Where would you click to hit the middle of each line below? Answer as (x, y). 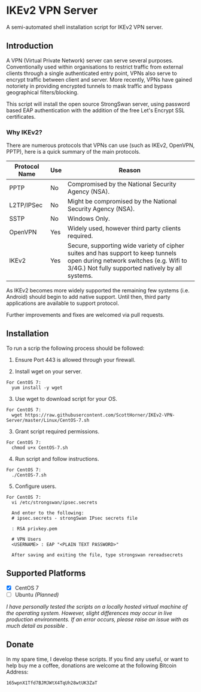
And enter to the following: (48, 513)
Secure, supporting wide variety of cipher (126, 245)
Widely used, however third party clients (124, 229)
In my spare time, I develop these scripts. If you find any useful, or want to (98, 659)
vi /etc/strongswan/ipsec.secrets (54, 502)
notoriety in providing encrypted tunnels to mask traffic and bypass (89, 86)
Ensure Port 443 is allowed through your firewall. (75, 360)
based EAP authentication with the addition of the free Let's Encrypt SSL (96, 110)
